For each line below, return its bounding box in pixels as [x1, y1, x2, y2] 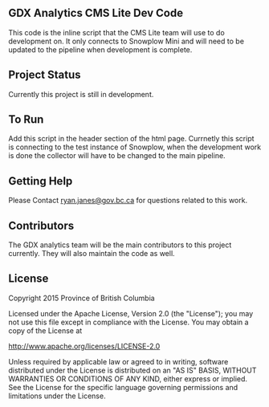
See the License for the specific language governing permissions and [8, 382, 238, 392]
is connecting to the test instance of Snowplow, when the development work [8, 142, 262, 152]
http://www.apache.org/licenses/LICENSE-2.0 [8, 341, 161, 351]
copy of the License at [8, 325, 83, 336]
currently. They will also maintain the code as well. [8, 249, 175, 258]
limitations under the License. [8, 391, 106, 401]
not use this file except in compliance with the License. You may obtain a [8, 317, 249, 327]
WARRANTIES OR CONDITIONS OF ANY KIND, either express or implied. [8, 373, 247, 384]
